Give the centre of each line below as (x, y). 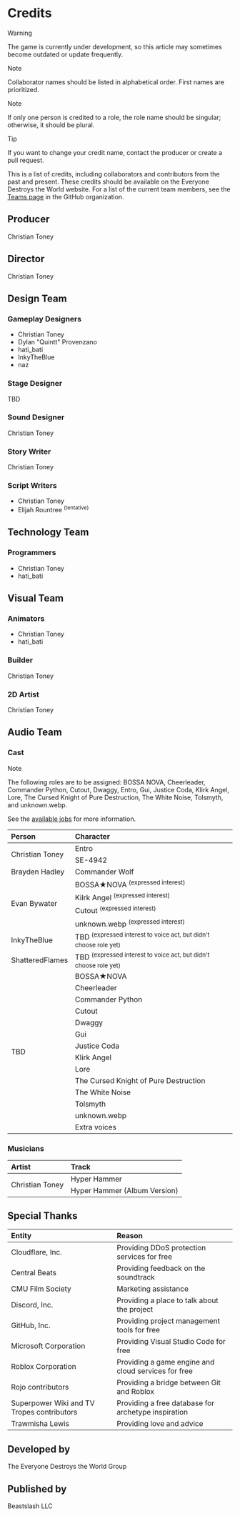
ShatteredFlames (40, 960)
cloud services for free (155, 1371)
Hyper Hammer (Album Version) (124, 1191)
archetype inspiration (152, 1412)
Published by (37, 1488)
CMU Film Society (41, 1289)
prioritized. (23, 89)
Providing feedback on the (161, 1268)
